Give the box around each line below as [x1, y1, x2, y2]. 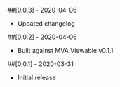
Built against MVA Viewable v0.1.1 [17, 47, 114, 54]
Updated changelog [17, 19, 75, 27]
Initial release [17, 73, 56, 81]
